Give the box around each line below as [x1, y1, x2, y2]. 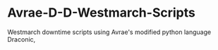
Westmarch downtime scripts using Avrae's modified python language [7, 28, 212, 36]
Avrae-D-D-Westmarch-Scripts [7, 5, 195, 21]
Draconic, [7, 35, 36, 43]
